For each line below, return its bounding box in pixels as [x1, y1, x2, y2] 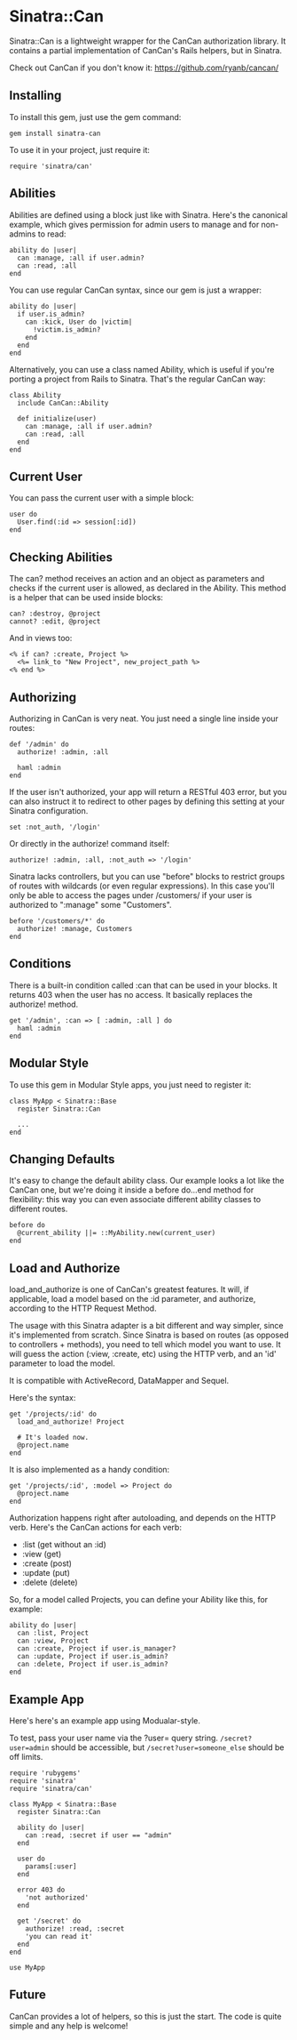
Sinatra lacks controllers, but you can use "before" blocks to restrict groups [9, 871, 285, 881]
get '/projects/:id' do [9, 1410, 98, 1419]
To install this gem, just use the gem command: [9, 111, 182, 122]
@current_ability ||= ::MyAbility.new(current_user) [17, 1229, 216, 1238]
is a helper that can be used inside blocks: [9, 592, 164, 603]
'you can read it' [25, 1932, 93, 1941]
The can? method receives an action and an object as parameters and [9, 574, 265, 584]
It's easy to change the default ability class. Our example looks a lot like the [9, 1176, 285, 1186]
